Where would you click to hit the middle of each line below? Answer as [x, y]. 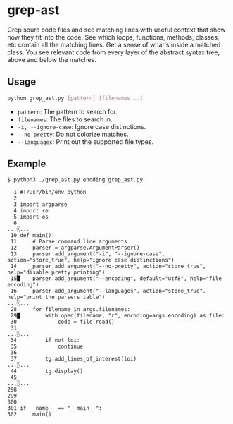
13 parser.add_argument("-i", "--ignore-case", [88, 254]
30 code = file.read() [62, 322]
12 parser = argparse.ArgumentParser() [75, 248]
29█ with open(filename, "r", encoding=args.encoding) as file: [118, 316]
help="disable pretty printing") [56, 273]
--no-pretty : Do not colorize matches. [73, 134]
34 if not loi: [45, 341]
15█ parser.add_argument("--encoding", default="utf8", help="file [116, 279]
